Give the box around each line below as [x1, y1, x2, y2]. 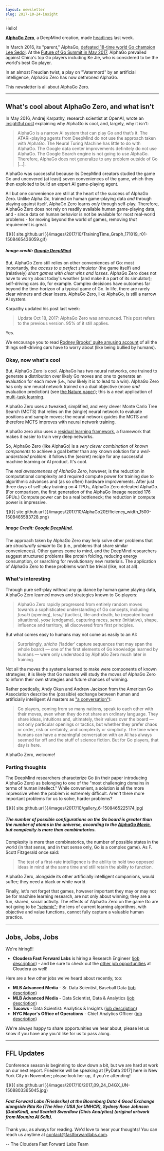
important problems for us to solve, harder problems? [5, 796, 112, 802]
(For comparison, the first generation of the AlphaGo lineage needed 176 [5, 489, 151, 495]
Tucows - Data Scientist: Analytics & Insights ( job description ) [12, 1005, 138, 1011]
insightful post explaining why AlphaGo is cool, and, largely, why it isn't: [5, 121, 149, 127]
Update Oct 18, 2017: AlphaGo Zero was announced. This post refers [17, 315, 155, 321]
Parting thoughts [5, 763, 47, 770]
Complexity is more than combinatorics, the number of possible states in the [5, 839, 159, 845]
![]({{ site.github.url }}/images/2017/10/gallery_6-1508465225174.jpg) [5, 805, 144, 811]
